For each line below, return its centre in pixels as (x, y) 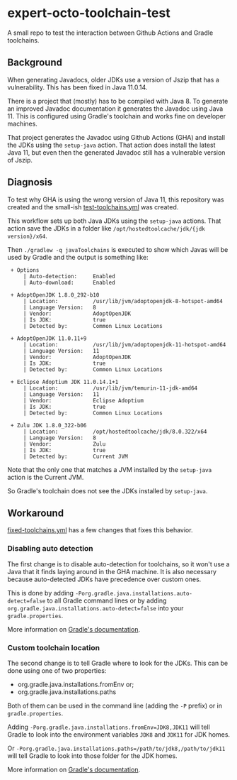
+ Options (25, 270)
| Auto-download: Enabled (69, 282)
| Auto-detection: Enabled (69, 276)
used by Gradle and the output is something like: (78, 257)
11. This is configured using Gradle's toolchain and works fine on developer (117, 116)
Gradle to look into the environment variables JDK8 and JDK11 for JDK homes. (119, 734)
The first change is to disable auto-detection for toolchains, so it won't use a (118, 564)
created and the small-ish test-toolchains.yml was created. (93, 207)
